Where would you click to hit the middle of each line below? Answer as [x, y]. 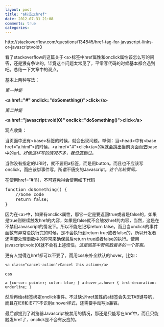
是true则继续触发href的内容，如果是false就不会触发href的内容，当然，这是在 [82, 220]
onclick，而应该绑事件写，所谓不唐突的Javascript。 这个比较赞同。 [72, 169]
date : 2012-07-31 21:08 [29, 19]
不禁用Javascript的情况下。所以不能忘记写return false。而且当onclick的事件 [82, 227]
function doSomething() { [36, 190]
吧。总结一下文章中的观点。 [33, 70]
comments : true [21, 23]
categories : [17, 28]
